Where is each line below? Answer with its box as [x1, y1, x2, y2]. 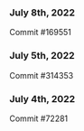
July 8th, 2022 [9, 6, 75, 19]
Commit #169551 [9, 27, 72, 38]
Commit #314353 [9, 70, 74, 80]
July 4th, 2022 [9, 92, 76, 105]
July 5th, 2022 [9, 50, 75, 62]
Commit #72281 [9, 113, 69, 124]
